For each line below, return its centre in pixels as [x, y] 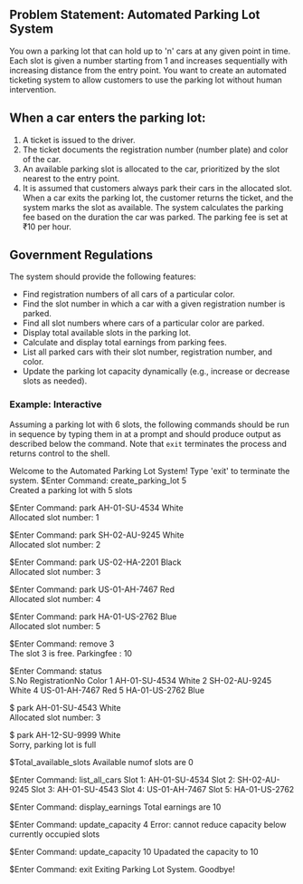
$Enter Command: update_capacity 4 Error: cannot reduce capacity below [148, 824]
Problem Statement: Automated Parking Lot [135, 15]
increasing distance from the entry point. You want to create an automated [148, 70]
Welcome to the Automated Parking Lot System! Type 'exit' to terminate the [150, 471]
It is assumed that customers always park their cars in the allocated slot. [157, 188]
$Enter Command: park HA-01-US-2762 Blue [93, 617]
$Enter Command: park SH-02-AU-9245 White [97, 535]
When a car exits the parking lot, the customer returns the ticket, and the [158, 198]
